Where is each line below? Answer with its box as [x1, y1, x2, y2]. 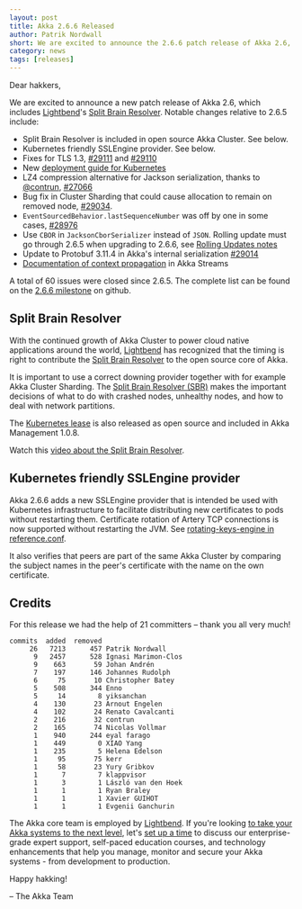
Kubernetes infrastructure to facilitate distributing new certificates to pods [9, 504, 284, 515]
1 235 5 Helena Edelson [32, 747, 164, 756]
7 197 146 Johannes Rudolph [32, 668, 171, 678]
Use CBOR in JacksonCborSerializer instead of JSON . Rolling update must [22, 229, 287, 239]
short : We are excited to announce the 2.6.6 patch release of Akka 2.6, [9, 38, 292, 48]
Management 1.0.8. [9, 427, 80, 437]
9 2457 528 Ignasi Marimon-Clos [32, 652, 182, 661]
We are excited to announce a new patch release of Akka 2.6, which [9, 97, 262, 108]
